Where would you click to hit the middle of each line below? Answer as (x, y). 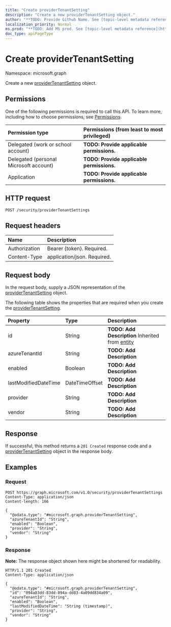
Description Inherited (133, 336)
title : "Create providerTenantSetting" (48, 10)
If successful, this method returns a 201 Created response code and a (78, 446)
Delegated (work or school (40, 144)
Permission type (28, 132)
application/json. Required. (79, 257)
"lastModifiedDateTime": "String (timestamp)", (61, 606)
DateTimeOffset (84, 383)
